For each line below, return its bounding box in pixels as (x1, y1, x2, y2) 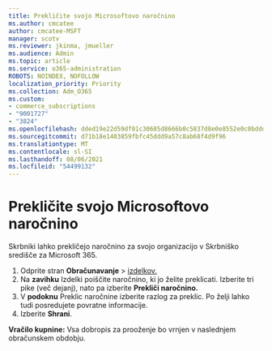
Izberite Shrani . (19, 309, 73, 319)
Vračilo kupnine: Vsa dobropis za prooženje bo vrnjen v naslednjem (8, 325, 236, 335)
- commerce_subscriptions (8, 102, 96, 110)
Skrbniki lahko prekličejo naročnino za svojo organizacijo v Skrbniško (8, 242, 239, 251)
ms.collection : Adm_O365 (8, 87, 92, 96)
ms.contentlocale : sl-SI (8, 148, 92, 156)
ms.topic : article (8, 58, 70, 66)
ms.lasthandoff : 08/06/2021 (8, 155, 104, 163)
